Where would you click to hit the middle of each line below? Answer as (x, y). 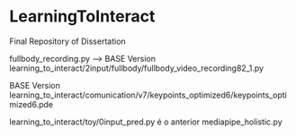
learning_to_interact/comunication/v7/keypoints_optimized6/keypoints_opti (148, 95)
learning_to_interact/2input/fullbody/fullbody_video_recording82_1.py (136, 68)
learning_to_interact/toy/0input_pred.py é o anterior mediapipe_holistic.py (146, 122)
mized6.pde (31, 104)
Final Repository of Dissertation (67, 41)
